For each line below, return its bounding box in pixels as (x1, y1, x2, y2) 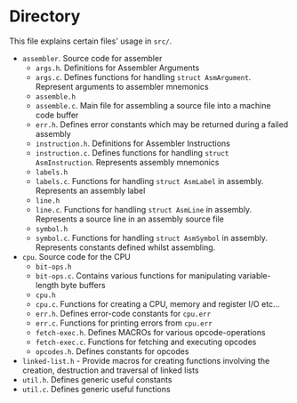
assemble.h (35, 92, 76, 101)
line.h (35, 196, 60, 206)
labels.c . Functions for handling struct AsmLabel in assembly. (35, 175, 264, 186)
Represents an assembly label (35, 185, 146, 196)
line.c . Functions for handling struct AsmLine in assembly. (35, 204, 252, 214)
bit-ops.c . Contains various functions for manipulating (35, 270, 237, 281)
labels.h (35, 167, 68, 177)
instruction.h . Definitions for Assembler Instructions (35, 138, 231, 149)
